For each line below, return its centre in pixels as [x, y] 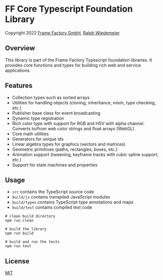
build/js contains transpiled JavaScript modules [61, 197]
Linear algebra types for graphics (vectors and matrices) [69, 144]
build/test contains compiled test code [52, 207]
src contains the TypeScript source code [53, 192]
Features [19, 86]
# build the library [26, 229]
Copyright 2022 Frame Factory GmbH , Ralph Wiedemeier [63, 33]
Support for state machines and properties [55, 165]
